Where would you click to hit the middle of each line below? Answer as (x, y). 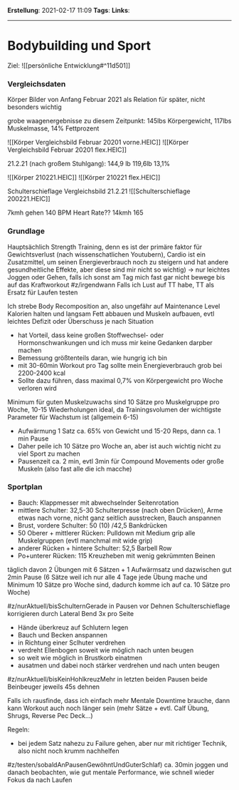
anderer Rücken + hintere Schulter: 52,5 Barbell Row (95, 548)
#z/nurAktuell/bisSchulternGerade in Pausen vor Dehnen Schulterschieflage (119, 606)
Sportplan (25, 487)
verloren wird (37, 388)
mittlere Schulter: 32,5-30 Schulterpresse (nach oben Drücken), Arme (120, 510)
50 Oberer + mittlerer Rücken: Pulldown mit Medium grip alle (106, 533)
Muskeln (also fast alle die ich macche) (75, 468)
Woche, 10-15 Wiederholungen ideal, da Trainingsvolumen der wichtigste (115, 409)
